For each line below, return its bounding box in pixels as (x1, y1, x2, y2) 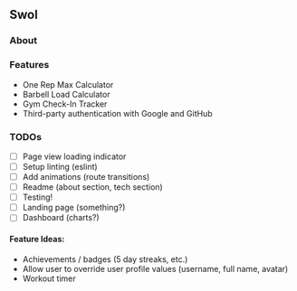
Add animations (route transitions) (22, 172, 150, 183)
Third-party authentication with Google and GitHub (22, 108, 213, 118)
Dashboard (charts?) (22, 212, 100, 223)
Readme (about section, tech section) (22, 182, 163, 192)
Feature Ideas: (9, 233, 65, 244)
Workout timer (22, 273, 76, 284)
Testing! (22, 192, 53, 202)
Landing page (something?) (22, 202, 126, 213)
